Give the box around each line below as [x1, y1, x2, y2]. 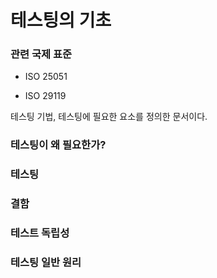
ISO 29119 [24, 90, 67, 102]
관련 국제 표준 [10, 47, 73, 61]
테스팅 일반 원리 [10, 256, 82, 270]
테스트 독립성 [10, 226, 70, 240]
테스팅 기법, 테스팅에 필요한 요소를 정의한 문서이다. [10, 111, 208, 123]
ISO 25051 [24, 71, 68, 83]
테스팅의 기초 [10, 9, 112, 32]
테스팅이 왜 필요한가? [10, 138, 107, 152]
